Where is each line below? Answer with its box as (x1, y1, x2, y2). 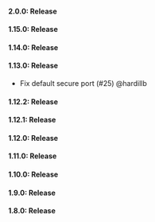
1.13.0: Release (8, 60, 58, 71)
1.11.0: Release (8, 151, 57, 161)
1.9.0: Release (8, 188, 56, 197)
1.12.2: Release (8, 96, 58, 107)
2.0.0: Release (8, 6, 57, 16)
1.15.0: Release (8, 25, 58, 34)
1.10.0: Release (8, 169, 59, 179)
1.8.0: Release (8, 206, 56, 216)
